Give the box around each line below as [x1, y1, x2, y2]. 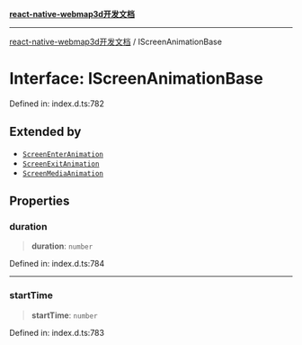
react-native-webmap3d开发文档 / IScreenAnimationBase [9, 36, 223, 47]
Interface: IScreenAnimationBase [9, 68, 263, 89]
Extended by [9, 124, 82, 140]
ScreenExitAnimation [22, 159, 100, 168]
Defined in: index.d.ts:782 [9, 98, 105, 109]
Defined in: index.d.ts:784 [9, 259, 105, 269]
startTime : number [31, 310, 98, 321]
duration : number [31, 241, 93, 251]
